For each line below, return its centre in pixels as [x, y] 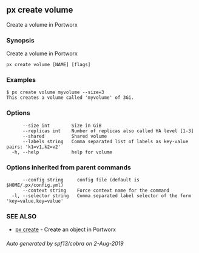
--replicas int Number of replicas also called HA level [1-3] [108, 131]
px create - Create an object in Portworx [66, 229]
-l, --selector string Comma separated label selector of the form [101, 196]
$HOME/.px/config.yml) [35, 185]
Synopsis [20, 40]
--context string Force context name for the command [96, 191]
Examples [21, 80]
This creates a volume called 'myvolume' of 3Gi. [70, 98]
